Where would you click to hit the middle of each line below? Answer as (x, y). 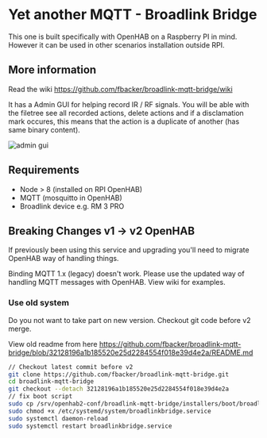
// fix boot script (41, 397)
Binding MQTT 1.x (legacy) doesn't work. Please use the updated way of (126, 274)
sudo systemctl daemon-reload (58, 418)
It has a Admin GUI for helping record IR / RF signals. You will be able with (129, 104)
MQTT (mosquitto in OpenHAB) (71, 198)
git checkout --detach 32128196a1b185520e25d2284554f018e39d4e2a (118, 389)
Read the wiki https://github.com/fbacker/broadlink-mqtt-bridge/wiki (120, 89)
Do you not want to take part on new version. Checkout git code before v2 (130, 320)
